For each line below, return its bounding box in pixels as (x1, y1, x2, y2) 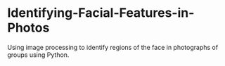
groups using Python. (7, 51, 70, 59)
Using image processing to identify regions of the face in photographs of (7, 43, 219, 51)
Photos (7, 20, 50, 36)
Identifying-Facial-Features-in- (7, 5, 195, 21)
